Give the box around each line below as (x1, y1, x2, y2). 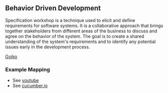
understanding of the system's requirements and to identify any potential (5, 38, 156, 44)
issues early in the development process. (5, 43, 90, 49)
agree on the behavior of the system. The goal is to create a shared (5, 33, 144, 39)
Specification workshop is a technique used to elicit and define (5, 17, 135, 23)
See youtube (12, 77, 39, 83)
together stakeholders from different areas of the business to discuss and (5, 27, 157, 34)
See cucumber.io (12, 82, 48, 89)
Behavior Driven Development (5, 4, 101, 12)
